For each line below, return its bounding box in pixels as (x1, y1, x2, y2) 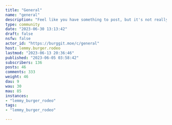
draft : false (5, 31, 33, 36)
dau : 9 (5, 79, 19, 84)
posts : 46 (5, 65, 27, 70)
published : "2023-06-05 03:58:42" (5, 55, 79, 60)
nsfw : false (5, 36, 31, 41)
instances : (5, 93, 29, 98)
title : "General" (5, 7, 42, 13)
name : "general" (5, 12, 40, 17)
